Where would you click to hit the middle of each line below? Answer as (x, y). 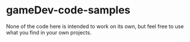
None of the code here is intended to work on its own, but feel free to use (95, 26)
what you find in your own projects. (49, 32)
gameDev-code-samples (68, 10)
